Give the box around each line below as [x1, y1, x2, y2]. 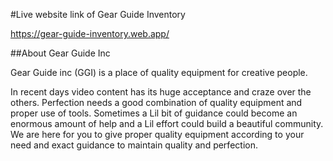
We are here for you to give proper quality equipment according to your [10, 129, 305, 140]
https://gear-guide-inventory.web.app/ [10, 28, 170, 39]
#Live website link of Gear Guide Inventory [10, 9, 186, 20]
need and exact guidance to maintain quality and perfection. [10, 139, 258, 151]
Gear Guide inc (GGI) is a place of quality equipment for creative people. [10, 67, 308, 78]
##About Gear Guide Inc [10, 47, 111, 59]
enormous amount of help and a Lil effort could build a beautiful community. [10, 118, 324, 129]
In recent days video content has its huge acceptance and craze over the [10, 86, 312, 98]
